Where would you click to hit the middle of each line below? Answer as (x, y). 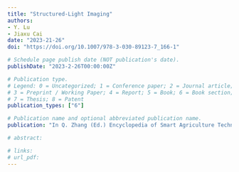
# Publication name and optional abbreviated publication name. (105, 119)
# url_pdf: (23, 157)
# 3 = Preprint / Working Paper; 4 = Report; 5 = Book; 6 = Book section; (121, 92)
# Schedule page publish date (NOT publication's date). (94, 60)
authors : (20, 21)
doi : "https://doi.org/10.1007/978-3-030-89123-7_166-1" (94, 47)
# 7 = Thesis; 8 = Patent (46, 99)
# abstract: (25, 138)
